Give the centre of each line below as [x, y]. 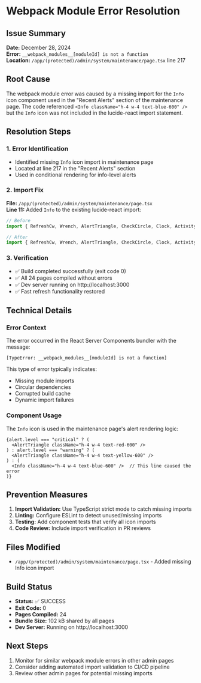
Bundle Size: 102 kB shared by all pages [65, 621]
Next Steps [27, 646]
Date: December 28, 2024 [39, 47]
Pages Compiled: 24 [41, 615]
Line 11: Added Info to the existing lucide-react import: [74, 209]
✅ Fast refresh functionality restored [60, 291]
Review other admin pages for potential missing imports [83, 673]
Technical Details [39, 310]
